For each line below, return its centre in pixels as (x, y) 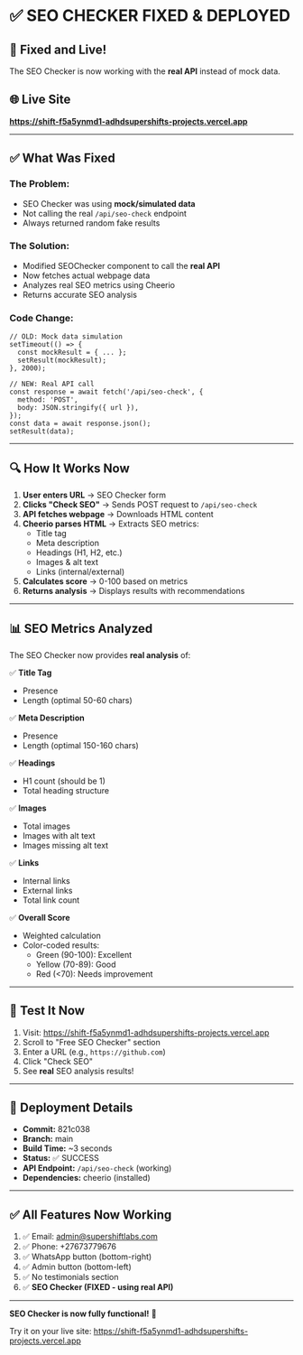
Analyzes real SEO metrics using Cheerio (99, 284)
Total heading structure (66, 790)
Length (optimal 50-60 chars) (77, 700)
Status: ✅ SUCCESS (60, 1158)
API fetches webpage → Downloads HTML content (118, 514)
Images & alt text (67, 561)
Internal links (46, 880)
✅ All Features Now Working (91, 1215)
